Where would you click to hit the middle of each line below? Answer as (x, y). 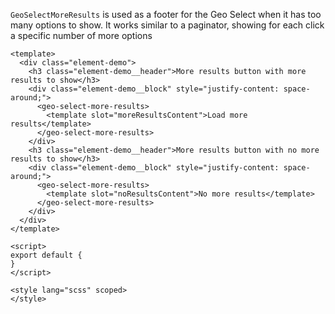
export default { (46, 255)
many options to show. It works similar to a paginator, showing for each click (167, 25)
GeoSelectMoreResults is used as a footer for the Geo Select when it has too (166, 14)
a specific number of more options (81, 35)
